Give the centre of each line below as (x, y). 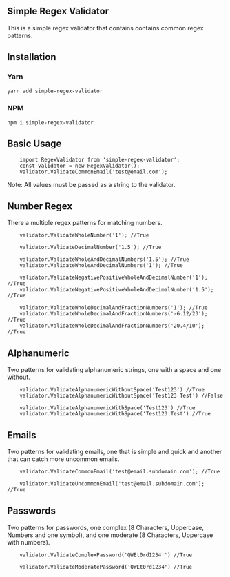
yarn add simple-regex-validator (55, 91)
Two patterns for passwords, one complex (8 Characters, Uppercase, (106, 527)
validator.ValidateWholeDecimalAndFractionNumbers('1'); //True (114, 308)
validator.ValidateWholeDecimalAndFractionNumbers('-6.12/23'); (114, 314)
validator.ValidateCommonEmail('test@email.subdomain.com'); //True (120, 472)
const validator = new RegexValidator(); (80, 166)
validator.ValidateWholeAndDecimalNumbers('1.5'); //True (104, 260)
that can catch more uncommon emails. (63, 459)
